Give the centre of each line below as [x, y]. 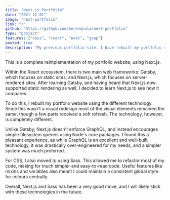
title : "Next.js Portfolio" [35, 10]
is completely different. [29, 119]
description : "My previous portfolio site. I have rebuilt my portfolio [83, 48]
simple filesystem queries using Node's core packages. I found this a [77, 134]
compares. [16, 93]
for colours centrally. [27, 176]
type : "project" [22, 33]
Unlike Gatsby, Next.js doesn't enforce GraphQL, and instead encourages [82, 129]
